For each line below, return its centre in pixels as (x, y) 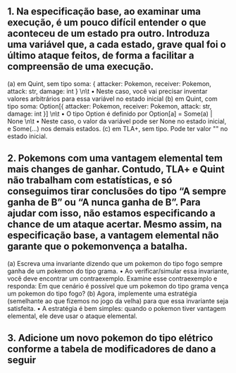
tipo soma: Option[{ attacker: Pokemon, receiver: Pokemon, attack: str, (110, 106)
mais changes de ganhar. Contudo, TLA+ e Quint (116, 170)
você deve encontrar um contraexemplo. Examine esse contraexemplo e (112, 279)
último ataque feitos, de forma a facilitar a (101, 56)
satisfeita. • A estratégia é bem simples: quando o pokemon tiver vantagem (117, 308)
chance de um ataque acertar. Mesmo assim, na (115, 225)
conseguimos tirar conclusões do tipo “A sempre (117, 191)
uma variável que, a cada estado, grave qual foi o (117, 45)
